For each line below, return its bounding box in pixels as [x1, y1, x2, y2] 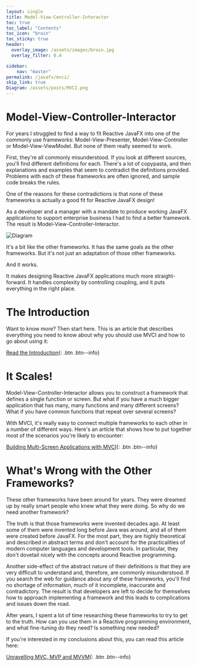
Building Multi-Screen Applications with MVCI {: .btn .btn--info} [6, 443, 158, 450]
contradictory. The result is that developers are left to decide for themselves [6, 588, 191, 595]
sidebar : [6, 63, 28, 69]
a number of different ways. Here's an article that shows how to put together [6, 426, 192, 433]
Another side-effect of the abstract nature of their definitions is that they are [6, 562, 191, 569]
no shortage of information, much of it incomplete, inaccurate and [6, 581, 166, 588]
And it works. [6, 261, 38, 268]
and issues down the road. [6, 600, 71, 607]
